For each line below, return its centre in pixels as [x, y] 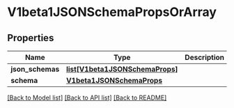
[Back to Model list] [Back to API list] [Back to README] [87, 98]
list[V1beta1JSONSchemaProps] [122, 69]
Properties [31, 38]
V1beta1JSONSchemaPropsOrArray [112, 12]
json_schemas [35, 69]
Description [204, 57]
